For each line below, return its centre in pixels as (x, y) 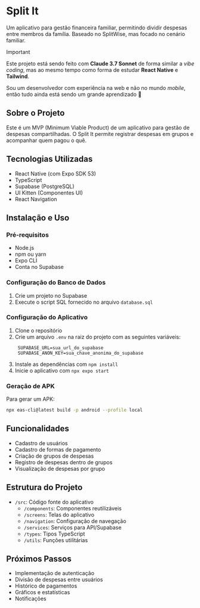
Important (18, 52)
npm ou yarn (30, 254)
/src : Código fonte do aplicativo (54, 502)
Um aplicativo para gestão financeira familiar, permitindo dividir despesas (97, 28)
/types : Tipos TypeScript (54, 534)
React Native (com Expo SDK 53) (56, 173)
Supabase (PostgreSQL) (44, 186)
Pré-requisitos (27, 235)
